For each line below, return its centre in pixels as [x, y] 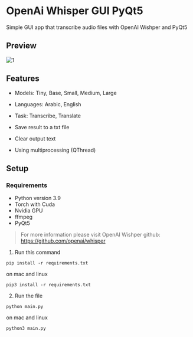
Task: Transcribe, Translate [48, 116]
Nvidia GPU [29, 211]
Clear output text [35, 138]
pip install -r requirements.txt [47, 263]
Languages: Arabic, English [48, 104]
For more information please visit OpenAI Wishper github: [90, 235]
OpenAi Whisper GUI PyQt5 [75, 11]
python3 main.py [26, 329]
